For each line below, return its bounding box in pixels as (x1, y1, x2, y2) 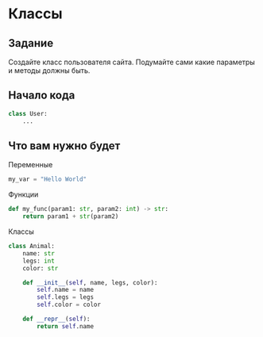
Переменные (8, 160, 53, 170)
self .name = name (37, 286, 94, 294)
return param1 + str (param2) (22, 213, 119, 220)
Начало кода (8, 89, 75, 102)
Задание (8, 36, 54, 50)
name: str (22, 249, 56, 258)
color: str (22, 264, 59, 272)
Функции (8, 190, 39, 199)
